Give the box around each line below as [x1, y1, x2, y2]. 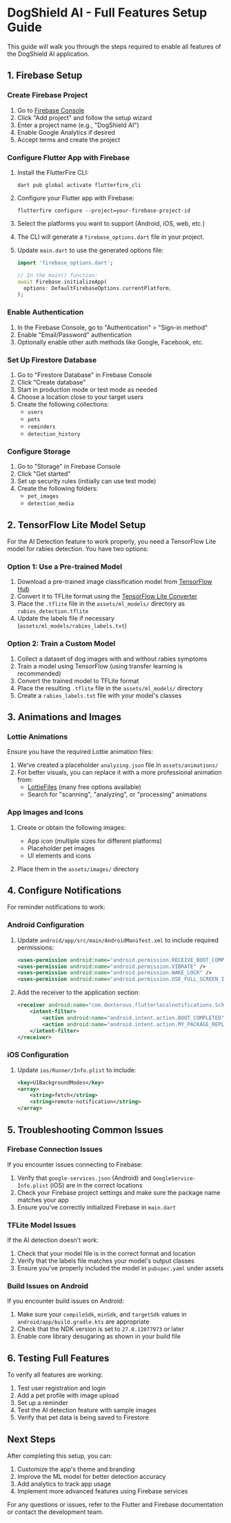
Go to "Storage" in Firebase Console [17, 463, 121, 471]
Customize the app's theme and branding [17, 1465, 135, 1473]
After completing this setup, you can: [7, 1452, 112, 1460]
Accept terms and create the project [17, 135, 121, 144]
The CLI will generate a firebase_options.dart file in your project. [17, 233, 205, 241]
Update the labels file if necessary [17, 614, 115, 623]
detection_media [27, 501, 74, 507]
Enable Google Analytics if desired [17, 128, 116, 136]
